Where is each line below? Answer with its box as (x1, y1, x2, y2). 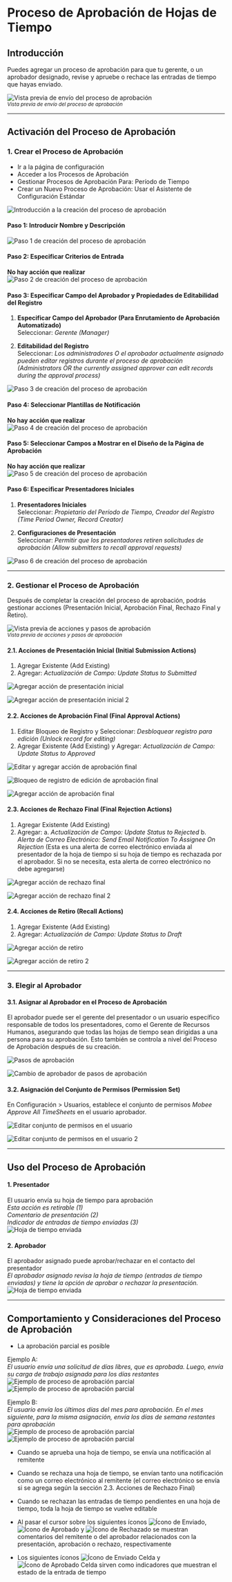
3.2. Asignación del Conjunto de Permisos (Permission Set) (7, 1085, 181, 1093)
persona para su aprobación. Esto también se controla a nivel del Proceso (7, 1035, 217, 1044)
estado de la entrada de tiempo (17, 1567, 107, 1576)
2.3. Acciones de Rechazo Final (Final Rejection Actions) (7, 805, 173, 814)
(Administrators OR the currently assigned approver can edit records (17, 364, 213, 372)
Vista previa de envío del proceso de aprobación (7, 101, 123, 108)
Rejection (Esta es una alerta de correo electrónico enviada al (17, 842, 193, 851)
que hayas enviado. (7, 80, 64, 88)
